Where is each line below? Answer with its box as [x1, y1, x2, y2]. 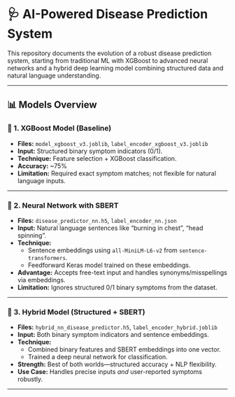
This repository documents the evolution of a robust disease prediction [7, 49, 212, 57]
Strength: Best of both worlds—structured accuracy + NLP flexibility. [17, 360, 217, 368]
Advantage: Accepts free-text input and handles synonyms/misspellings [17, 268, 227, 277]
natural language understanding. [7, 71, 101, 80]
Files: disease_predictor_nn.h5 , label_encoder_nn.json [17, 216, 177, 224]
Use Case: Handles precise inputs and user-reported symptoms [17, 368, 203, 376]
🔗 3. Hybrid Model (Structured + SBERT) [7, 307, 145, 317]
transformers [27, 254, 66, 261]
